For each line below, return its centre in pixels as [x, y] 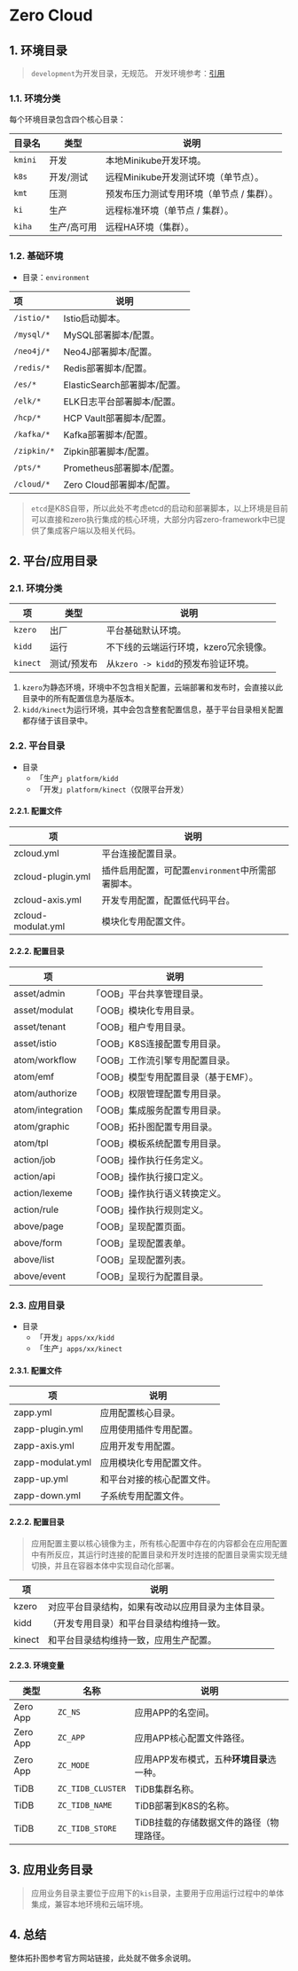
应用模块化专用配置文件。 [153, 1463]
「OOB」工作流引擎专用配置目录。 [164, 1060]
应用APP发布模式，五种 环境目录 [201, 1759]
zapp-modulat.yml [52, 1462]
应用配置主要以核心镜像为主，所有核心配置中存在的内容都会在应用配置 [159, 1543]
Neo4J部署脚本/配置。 [110, 351]
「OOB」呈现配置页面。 [141, 1226]
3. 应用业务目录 [51, 1870]
